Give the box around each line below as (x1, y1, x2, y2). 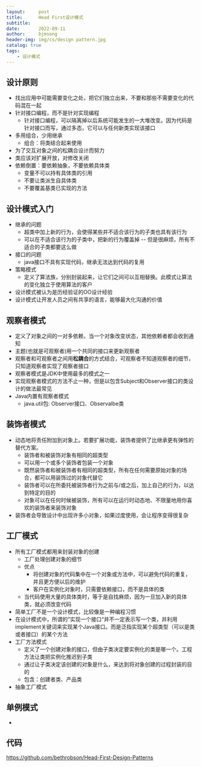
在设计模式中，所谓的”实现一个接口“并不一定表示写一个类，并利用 (14, 616, 178, 623)
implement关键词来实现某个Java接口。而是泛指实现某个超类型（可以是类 (14, 623, 195, 630)
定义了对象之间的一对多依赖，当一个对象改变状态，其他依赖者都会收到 (14, 332, 189, 340)
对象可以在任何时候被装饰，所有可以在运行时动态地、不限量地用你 (23, 497, 187, 504)
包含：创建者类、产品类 (23, 676, 82, 683)
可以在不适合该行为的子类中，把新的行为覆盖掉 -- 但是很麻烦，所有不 (23, 236, 195, 243)
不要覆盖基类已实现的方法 (23, 185, 88, 192)
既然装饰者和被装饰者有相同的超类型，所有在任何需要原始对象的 (23, 466, 182, 474)
